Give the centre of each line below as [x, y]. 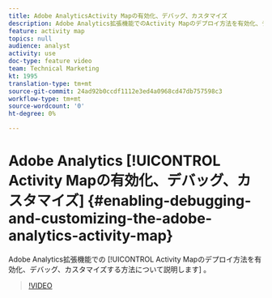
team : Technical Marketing [54, 69]
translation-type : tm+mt [50, 83]
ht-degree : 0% [32, 114]
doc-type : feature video [50, 62]
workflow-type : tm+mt [45, 99]
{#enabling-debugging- [170, 201]
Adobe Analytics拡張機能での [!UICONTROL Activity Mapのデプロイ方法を [132, 259]
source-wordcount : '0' [47, 106]
